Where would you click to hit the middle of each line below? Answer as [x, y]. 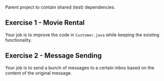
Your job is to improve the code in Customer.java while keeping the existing [82, 35]
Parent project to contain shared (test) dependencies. [60, 7]
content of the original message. [39, 73]
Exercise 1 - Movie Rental [45, 23]
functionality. [19, 40]
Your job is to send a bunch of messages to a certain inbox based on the [80, 68]
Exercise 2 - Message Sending [53, 56]
